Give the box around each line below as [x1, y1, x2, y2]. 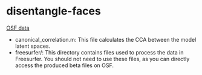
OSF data [6, 24, 30, 31]
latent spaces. [15, 42, 50, 50]
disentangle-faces [6, 4, 101, 18]
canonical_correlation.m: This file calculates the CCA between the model [15, 36, 197, 43]
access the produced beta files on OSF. [15, 62, 114, 69]
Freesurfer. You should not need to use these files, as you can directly [15, 55, 190, 62]
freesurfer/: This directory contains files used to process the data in [15, 48, 184, 56]
